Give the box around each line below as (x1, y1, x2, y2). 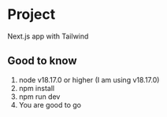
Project (7, 5, 56, 24)
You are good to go (18, 100, 82, 109)
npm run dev (18, 92, 61, 101)
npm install (18, 83, 55, 93)
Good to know (7, 54, 77, 68)
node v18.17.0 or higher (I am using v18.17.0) (18, 75, 160, 84)
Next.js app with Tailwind (7, 31, 89, 41)
